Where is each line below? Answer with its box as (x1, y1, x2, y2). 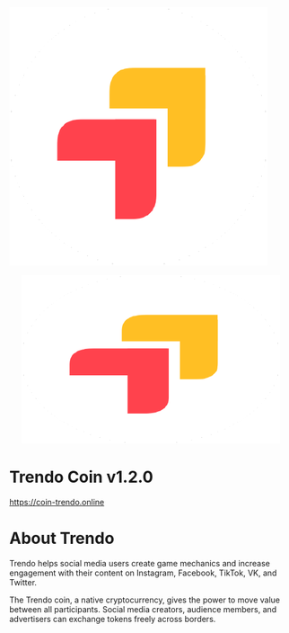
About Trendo (9, 529, 115, 548)
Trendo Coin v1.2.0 (9, 467, 154, 487)
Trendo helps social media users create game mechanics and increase (9, 557, 271, 568)
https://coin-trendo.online (9, 496, 105, 507)
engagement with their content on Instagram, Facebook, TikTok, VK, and (9, 567, 277, 578)
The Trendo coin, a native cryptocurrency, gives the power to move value (9, 594, 281, 605)
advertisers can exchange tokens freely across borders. (9, 613, 216, 624)
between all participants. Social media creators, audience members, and (9, 603, 277, 614)
